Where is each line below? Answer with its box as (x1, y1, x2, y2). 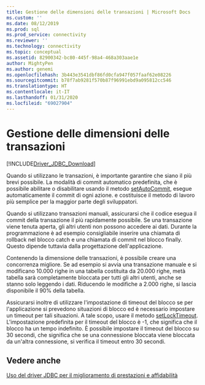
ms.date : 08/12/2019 (6, 20, 60, 26)
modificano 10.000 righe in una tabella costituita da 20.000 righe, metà (6, 267, 186, 275)
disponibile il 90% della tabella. (6, 286, 85, 294)
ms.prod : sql (6, 26, 40, 32)
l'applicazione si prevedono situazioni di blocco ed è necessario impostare (6, 305, 195, 313)
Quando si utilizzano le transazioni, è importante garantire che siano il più (6, 172, 192, 179)
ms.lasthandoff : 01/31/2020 (6, 94, 79, 101)
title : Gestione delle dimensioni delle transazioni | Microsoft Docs (6, 9, 191, 15)
